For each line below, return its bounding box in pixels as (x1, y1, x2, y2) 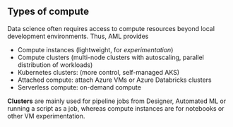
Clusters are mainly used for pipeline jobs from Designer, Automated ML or (7, 97, 227, 105)
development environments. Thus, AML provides (7, 32, 149, 40)
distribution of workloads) (17, 60, 93, 69)
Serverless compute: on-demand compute (17, 83, 141, 91)
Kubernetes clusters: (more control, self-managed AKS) (17, 68, 180, 76)
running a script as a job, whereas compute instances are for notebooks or (7, 104, 225, 112)
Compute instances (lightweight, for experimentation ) (17, 45, 174, 54)
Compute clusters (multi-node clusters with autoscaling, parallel (17, 53, 205, 61)
